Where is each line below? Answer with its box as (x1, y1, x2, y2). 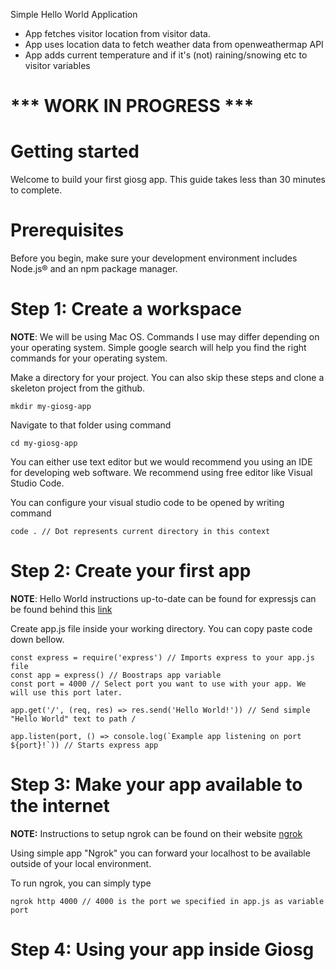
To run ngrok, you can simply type (10, 877, 152, 889)
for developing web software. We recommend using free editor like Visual (10, 467, 313, 478)
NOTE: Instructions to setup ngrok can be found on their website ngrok (10, 827, 303, 839)
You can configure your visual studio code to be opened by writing (10, 497, 285, 508)
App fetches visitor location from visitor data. (24, 28, 211, 39)
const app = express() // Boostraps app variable (10, 670, 222, 680)
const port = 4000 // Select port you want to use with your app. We (10, 679, 307, 689)
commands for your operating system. (10, 352, 168, 364)
